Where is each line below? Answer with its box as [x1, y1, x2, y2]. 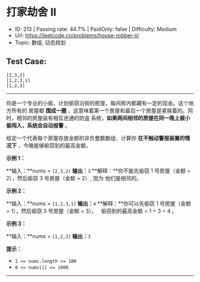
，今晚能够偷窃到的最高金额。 [17, 142, 91, 149]
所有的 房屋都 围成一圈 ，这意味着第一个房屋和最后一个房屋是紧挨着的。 [11, 106, 188, 114]
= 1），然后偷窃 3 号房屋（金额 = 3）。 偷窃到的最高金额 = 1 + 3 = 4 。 [6, 207, 177, 214]
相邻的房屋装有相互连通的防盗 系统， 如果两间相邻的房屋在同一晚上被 [16, 114, 185, 121]
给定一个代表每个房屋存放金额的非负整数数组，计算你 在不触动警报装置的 [6, 134, 185, 142]
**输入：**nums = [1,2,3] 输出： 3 [6, 233, 91, 240]
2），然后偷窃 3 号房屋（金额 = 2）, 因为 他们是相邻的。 [6, 174, 142, 181]
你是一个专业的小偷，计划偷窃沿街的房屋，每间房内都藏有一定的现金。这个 [6, 99, 189, 106]
